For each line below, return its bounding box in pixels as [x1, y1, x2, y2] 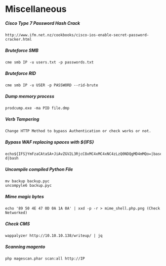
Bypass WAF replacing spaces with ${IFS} [5, 139, 94, 145]
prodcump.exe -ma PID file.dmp [5, 106, 70, 111]
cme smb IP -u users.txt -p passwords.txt [5, 60, 94, 65]
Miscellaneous [5, 3, 67, 15]
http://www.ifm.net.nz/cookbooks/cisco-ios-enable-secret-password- [5, 33, 149, 38]
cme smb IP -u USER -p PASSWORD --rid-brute [5, 83, 98, 88]
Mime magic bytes [5, 193, 44, 199]
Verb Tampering [5, 116, 40, 122]
